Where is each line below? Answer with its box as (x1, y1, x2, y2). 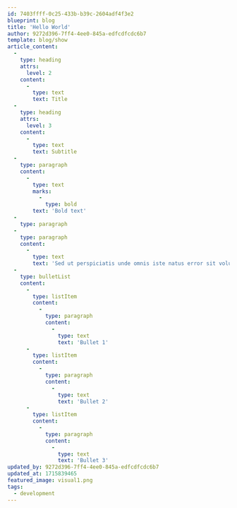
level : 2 (25, 69, 52, 76)
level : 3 (25, 122, 52, 129)
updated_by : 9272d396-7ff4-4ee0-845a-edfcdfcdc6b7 (7, 463, 159, 471)
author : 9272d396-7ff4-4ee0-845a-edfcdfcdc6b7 (7, 30, 147, 37)
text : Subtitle (32, 148, 78, 155)
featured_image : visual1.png (7, 477, 93, 484)
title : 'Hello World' (7, 23, 71, 30)
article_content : (7, 43, 59, 50)
